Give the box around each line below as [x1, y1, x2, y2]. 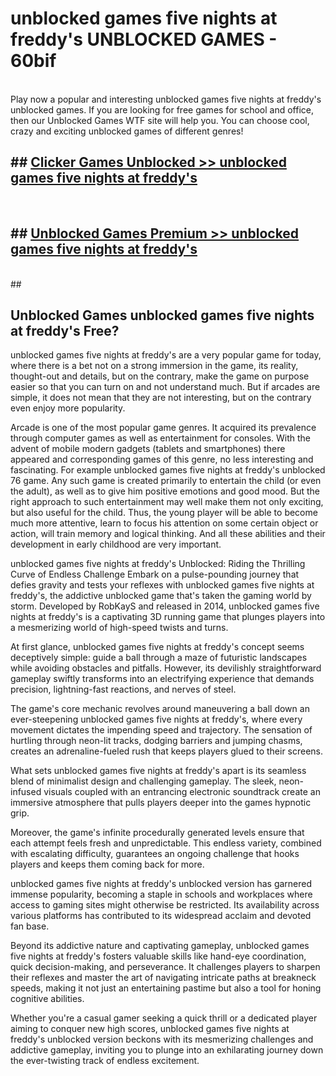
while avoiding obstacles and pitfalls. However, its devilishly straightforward [10, 662, 322, 674]
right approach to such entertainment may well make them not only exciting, [10, 496, 324, 508]
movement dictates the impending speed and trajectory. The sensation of [10, 724, 313, 736]
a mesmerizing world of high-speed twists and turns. [10, 622, 229, 634]
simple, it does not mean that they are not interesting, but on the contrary [10, 392, 312, 404]
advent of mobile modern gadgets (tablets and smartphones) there [10, 443, 286, 455]
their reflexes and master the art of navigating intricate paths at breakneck [10, 972, 317, 984]
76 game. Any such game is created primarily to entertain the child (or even [10, 475, 322, 487]
